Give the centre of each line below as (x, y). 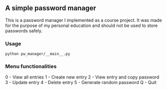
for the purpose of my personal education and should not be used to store (81, 25)
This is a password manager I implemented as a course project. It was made (84, 20)
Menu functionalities (31, 67)
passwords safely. (24, 31)
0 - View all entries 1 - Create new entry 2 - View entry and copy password (82, 77)
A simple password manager (51, 8)
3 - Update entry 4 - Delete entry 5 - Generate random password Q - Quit (81, 83)
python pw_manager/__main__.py (38, 54)
